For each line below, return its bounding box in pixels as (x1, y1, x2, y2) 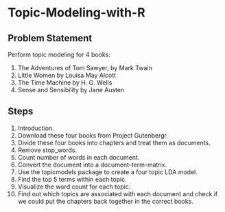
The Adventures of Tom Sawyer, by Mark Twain (17, 64, 153, 72)
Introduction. (17, 124, 54, 132)
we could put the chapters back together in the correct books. (17, 197, 194, 205)
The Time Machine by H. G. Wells (17, 78, 113, 87)
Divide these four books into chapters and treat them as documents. (17, 138, 211, 147)
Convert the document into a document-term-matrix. (17, 160, 167, 169)
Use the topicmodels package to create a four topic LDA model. (17, 167, 198, 176)
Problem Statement (8, 32, 93, 44)
